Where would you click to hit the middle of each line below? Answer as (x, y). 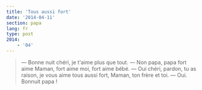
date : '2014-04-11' (31, 17)
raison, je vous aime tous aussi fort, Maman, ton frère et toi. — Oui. (104, 75)
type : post (20, 34)
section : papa (24, 23)
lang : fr (17, 28)
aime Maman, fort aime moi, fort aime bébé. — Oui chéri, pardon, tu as (109, 68)
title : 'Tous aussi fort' (39, 12)
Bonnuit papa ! (39, 81)
